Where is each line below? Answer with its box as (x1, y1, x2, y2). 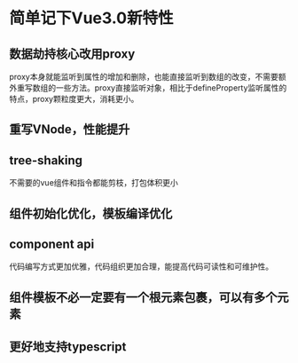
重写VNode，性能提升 (9, 122, 130, 138)
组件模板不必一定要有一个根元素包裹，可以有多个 (9, 289, 278, 304)
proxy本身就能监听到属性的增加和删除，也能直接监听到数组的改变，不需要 (9, 72, 279, 82)
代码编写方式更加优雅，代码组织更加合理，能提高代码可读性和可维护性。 (9, 261, 273, 272)
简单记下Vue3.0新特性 (9, 8, 174, 28)
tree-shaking (9, 153, 82, 168)
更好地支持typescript (9, 339, 127, 355)
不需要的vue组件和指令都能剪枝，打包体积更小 (9, 178, 179, 188)
